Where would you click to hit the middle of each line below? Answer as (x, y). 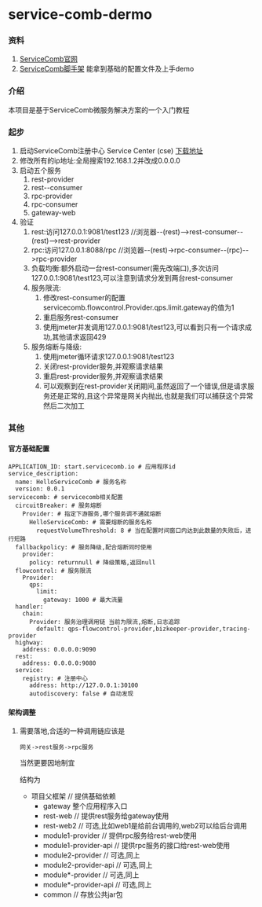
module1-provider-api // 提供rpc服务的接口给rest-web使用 (136, 846)
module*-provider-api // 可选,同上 (97, 885)
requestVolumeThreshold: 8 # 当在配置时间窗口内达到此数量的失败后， (141, 531)
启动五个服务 (40, 171)
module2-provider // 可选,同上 (91, 855)
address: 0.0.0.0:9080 (59, 663)
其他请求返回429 (79, 337)
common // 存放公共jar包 (83, 894)
